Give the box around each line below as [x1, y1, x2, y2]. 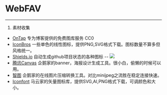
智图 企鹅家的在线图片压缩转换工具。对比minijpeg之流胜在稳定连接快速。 [12, 72, 162, 78]
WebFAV [5, 3, 41, 14]
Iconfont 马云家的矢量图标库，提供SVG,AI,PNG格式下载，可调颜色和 [12, 78, 152, 84]
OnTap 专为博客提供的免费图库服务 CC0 [12, 35, 94, 41]
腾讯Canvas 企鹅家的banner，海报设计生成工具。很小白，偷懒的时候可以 [12, 60, 162, 66]
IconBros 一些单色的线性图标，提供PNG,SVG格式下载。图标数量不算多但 [12, 41, 161, 47]
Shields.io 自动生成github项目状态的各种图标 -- [12, 53, 109, 59]
